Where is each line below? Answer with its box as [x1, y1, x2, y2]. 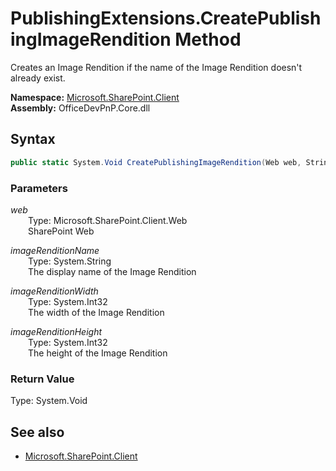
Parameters [10, 181, 68, 195]
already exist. [10, 72, 66, 84]
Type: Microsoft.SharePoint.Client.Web [28, 214, 188, 226]
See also [10, 423, 65, 441]
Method [174, 28, 242, 51]
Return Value [10, 372, 75, 386]
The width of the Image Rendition [28, 306, 165, 318]
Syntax [10, 131, 56, 148]
